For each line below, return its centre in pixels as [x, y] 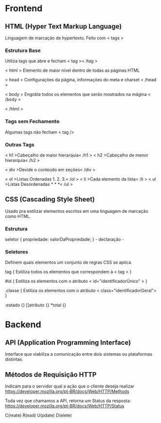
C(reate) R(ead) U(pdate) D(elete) [39, 415]
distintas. [14, 360]
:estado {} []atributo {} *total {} [36, 305]
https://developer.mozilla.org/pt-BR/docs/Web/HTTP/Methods [67, 392]
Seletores [16, 251]
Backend [23, 325]
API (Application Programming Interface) [68, 342]
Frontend [24, 8]
